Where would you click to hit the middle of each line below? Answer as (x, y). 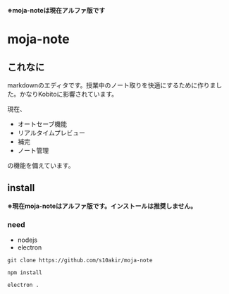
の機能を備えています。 (41, 165)
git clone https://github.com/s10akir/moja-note (80, 261)
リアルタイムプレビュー (51, 133)
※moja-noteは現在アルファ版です (56, 10)
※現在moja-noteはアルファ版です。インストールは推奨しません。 (102, 206)
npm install (25, 273)
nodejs (27, 240)
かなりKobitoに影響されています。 (69, 94)
